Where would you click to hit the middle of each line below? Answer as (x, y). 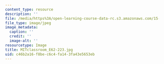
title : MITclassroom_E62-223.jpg (39, 50)
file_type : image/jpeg (28, 23)
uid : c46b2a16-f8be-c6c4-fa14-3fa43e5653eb (50, 54)
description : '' (21, 14)
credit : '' (20, 37)
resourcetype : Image (26, 45)
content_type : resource (29, 9)
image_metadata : (21, 27)
